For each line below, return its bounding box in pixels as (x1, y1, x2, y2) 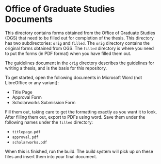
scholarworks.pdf (12, 140, 48, 145)
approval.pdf (12, 135, 39, 140)
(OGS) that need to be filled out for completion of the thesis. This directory (5, 35, 154, 41)
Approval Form (12, 94, 42, 100)
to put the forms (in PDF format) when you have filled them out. (5, 50, 132, 56)
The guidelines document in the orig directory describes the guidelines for (5, 60, 154, 66)
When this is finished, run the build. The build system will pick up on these (5, 148, 154, 154)
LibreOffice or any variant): (5, 79, 59, 86)
